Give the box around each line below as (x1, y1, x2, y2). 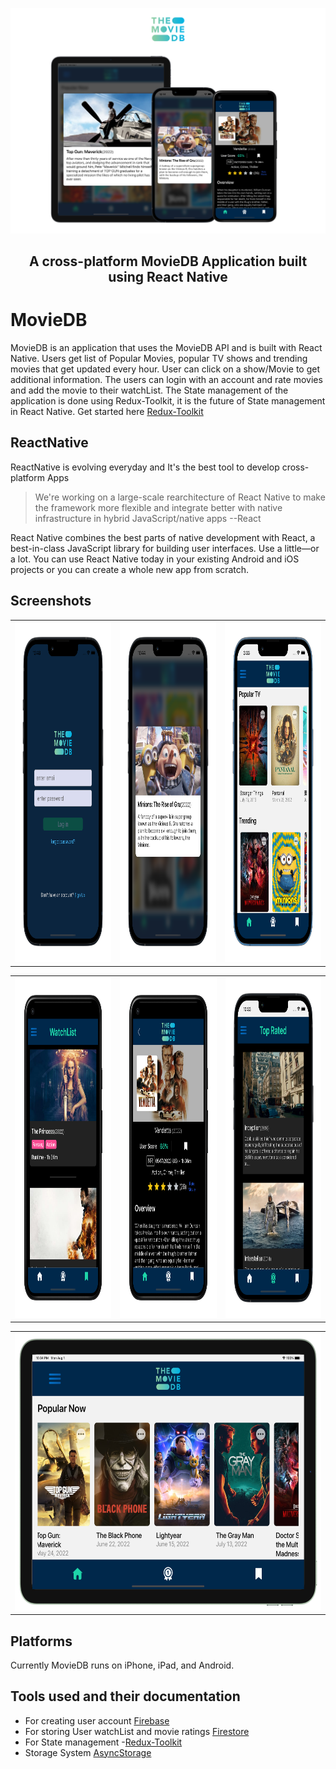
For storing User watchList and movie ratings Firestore (24, 1725, 250, 1737)
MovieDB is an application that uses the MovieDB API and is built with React (10, 342, 323, 354)
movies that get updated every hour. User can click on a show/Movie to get (10, 363, 321, 375)
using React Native (108, 269, 228, 286)
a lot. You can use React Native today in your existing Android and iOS (10, 553, 300, 565)
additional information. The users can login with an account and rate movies (10, 374, 323, 386)
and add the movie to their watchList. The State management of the (10, 384, 289, 397)
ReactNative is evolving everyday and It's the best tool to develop (10, 461, 280, 473)
